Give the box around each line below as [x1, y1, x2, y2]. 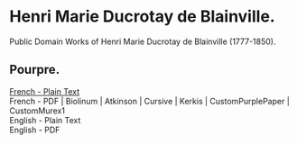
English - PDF [9, 124, 60, 135]
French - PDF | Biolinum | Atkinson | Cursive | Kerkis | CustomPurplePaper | [9, 95, 291, 106]
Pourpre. [9, 62, 60, 77]
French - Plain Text [9, 85, 79, 96]
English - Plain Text [9, 114, 81, 125]
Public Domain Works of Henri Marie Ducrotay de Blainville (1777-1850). [9, 36, 276, 47]
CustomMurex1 [9, 105, 66, 116]
